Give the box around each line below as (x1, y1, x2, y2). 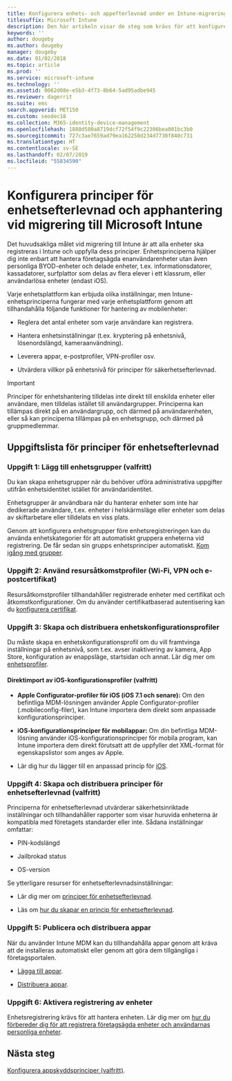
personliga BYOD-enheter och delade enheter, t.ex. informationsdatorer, (7, 262, 212, 270)
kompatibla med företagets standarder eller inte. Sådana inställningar (7, 818, 204, 826)
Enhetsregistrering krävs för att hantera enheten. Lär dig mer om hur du (7, 1013, 211, 1022)
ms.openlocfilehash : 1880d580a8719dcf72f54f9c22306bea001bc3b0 (7, 126, 193, 133)
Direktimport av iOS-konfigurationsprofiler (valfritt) (7, 676, 158, 684)
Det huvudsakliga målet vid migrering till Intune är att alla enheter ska (7, 240, 204, 248)
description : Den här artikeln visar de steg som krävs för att (7, 23, 196, 30)
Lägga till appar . (17, 966, 64, 975)
